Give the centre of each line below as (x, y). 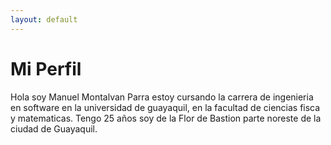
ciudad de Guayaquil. (54, 128)
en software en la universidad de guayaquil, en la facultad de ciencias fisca (165, 107)
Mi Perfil (46, 68)
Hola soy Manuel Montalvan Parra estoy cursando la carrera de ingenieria (162, 97)
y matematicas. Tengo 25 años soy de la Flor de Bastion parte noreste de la (166, 118)
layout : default (44, 19)
